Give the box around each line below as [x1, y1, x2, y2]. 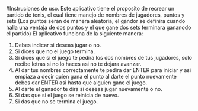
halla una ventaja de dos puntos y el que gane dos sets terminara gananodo [6, 24, 191, 31]
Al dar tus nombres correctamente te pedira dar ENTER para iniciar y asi [14, 67, 191, 73]
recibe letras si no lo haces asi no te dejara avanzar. [14, 60, 142, 67]
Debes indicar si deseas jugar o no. [14, 41, 101, 48]
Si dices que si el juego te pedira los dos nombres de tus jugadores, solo [14, 54, 193, 61]
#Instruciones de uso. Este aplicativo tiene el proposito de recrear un [6, 5, 175, 12]
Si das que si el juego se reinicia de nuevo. [14, 92, 119, 99]
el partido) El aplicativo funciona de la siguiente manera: [6, 30, 143, 37]
